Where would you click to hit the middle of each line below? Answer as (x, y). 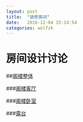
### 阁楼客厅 (21, 89)
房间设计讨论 (37, 59)
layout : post (22, 11)
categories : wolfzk (30, 28)
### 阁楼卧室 (21, 101)
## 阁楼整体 (20, 76)
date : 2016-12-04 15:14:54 (41, 22)
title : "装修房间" (28, 17)
